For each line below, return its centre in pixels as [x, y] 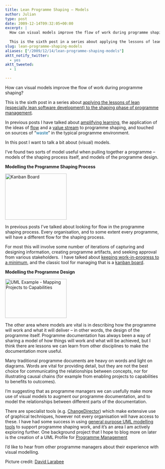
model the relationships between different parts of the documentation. [76, 402]
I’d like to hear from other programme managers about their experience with [82, 447]
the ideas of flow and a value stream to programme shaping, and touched [79, 128]
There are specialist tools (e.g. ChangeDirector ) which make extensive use [81, 411]
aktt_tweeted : [20, 65]
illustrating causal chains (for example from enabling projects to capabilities [82, 376]
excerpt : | [16, 28]
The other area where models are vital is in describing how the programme [81, 325]
